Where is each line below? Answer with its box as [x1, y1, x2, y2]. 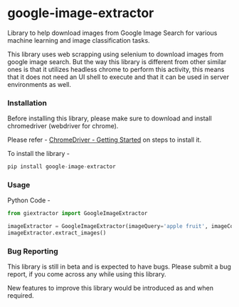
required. [7, 291, 34, 300]
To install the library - [7, 150, 70, 158]
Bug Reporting [7, 246, 58, 256]
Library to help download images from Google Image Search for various [7, 28, 218, 37]
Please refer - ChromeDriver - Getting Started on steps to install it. [7, 135, 201, 144]
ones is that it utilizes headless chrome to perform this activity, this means [7, 65, 225, 73]
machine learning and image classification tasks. [7, 36, 151, 44]
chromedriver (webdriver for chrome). [7, 122, 119, 130]
